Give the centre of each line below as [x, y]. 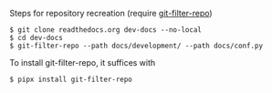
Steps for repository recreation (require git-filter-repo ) [111, 13]
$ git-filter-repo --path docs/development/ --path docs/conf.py [136, 46]
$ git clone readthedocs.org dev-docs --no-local [106, 30]
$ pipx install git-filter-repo [71, 79]
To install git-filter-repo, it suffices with [83, 62]
